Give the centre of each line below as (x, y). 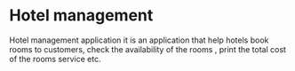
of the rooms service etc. (55, 59)
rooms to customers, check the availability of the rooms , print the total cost (148, 49)
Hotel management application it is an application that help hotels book (139, 40)
